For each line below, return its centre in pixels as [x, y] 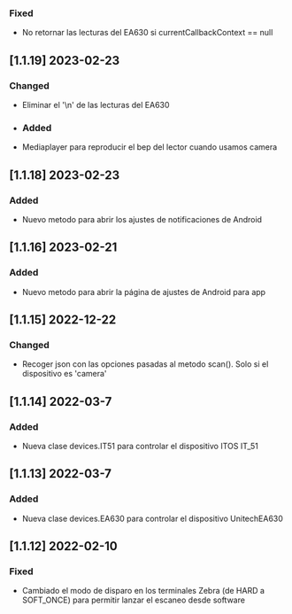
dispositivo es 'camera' [65, 374]
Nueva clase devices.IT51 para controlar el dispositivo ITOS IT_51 [140, 447]
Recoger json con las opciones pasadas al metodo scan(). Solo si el [145, 364]
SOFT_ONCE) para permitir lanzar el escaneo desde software [134, 600]
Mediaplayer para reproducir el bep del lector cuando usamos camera [150, 147]
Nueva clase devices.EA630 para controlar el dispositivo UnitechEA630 [152, 518]
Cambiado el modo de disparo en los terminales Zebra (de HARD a [143, 591]
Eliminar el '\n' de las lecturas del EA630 [96, 105]
